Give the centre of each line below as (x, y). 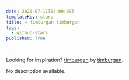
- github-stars (30, 33)
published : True (26, 38)
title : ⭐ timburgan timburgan (43, 22)
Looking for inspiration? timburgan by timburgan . (65, 60)
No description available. (36, 71)
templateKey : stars (30, 17)
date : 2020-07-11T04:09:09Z (40, 11)
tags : (13, 28)
